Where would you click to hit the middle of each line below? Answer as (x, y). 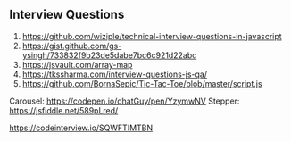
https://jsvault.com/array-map (77, 64)
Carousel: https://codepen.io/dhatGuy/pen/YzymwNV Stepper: (125, 101)
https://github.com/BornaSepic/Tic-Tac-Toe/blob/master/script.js (142, 83)
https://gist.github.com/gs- (72, 46)
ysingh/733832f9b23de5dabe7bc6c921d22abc (109, 55)
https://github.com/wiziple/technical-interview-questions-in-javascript (152, 36)
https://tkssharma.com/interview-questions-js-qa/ (115, 74)
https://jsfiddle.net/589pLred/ (64, 110)
